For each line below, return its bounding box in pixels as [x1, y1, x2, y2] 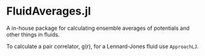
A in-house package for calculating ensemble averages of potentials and [6, 24, 190, 32]
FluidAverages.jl [6, 4, 91, 18]
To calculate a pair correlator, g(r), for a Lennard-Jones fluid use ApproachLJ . [6, 43, 199, 50]
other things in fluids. [6, 30, 60, 38]
